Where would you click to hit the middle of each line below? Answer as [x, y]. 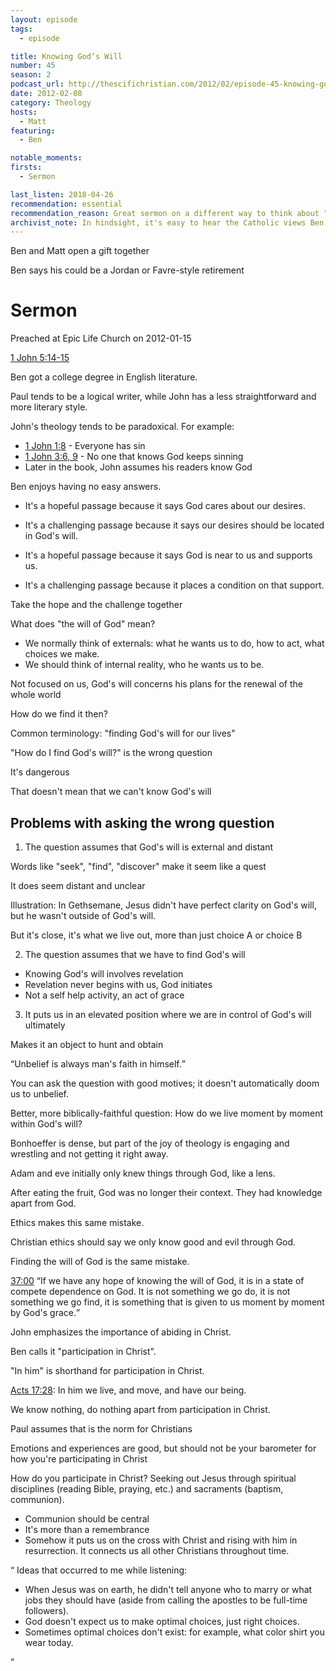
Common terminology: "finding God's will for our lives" [123, 733]
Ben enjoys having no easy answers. [86, 487]
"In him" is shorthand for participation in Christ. [107, 1370]
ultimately [45, 1025]
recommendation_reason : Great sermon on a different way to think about [165, 213]
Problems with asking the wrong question [142, 822]
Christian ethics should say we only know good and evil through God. [153, 1242]
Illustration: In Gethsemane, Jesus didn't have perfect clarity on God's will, [163, 905]
